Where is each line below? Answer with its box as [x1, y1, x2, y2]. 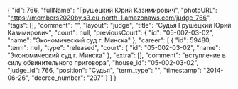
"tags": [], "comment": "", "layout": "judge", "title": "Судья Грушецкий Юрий [7, 21, 232, 29]
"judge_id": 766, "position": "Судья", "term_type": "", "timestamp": [7, 66, 202, 74]
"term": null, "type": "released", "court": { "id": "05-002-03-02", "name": [7, 44, 220, 52]
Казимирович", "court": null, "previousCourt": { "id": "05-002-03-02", [7, 28, 215, 37]
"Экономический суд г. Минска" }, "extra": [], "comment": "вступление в [7, 51, 226, 59]
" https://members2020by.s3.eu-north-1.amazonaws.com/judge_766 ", [7, 13, 212, 22]
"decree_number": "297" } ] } [31, 73, 117, 82]
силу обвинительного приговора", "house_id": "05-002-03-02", [7, 59, 199, 66]
